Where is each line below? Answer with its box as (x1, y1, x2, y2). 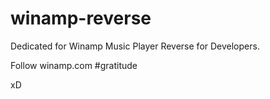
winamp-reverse (10, 7, 152, 30)
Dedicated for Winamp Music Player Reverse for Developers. (10, 40, 260, 52)
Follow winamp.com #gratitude (10, 59, 138, 71)
